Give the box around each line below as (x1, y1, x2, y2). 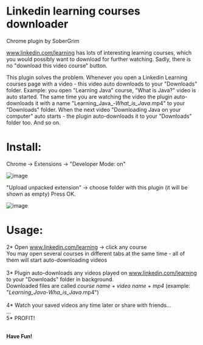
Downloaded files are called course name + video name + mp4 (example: (6, 282, 190, 289)
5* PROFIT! (6, 314, 35, 321)
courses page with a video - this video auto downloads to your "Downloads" (6, 80, 198, 87)
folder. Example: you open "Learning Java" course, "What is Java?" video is (6, 86, 196, 94)
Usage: (6, 224, 44, 237)
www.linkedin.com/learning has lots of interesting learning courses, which (6, 49, 192, 56)
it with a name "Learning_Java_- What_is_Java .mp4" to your (35, 99, 185, 107)
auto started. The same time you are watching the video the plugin (6, 93, 173, 100)
